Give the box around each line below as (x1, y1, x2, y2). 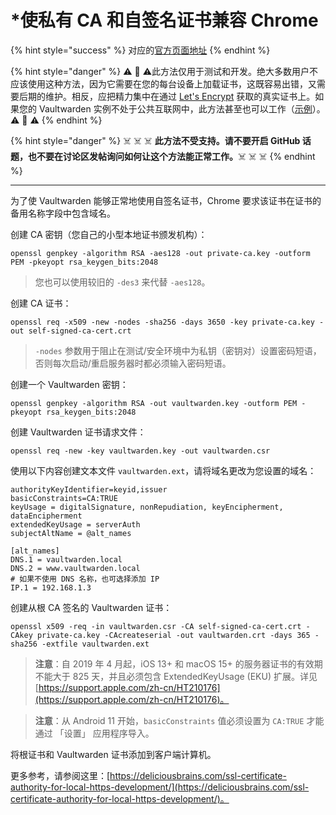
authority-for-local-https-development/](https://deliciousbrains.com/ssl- (10, 781, 310, 793)
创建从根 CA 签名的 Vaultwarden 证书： (10, 601, 173, 613)
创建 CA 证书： (10, 297, 72, 309)
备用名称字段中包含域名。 (10, 207, 116, 219)
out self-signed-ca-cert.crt (10, 326, 132, 336)
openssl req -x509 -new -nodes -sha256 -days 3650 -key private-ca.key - (10, 317, 325, 327)
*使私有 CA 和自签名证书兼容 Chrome (10, 9, 319, 32)
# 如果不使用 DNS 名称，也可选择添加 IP (10, 574, 160, 584)
